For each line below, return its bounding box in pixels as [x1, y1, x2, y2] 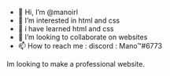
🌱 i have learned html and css [17, 24, 114, 33]
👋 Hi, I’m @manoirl [17, 8, 79, 16]
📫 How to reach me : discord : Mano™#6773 [17, 42, 162, 50]
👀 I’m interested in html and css [17, 16, 120, 25]
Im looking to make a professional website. [6, 60, 146, 68]
